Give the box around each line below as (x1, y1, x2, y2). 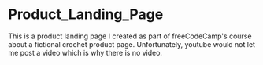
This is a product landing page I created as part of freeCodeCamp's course (8, 31, 252, 41)
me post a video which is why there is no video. (8, 48, 163, 57)
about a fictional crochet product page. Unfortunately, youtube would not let (8, 39, 256, 49)
